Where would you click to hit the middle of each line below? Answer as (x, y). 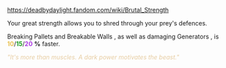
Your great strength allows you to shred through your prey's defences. (107, 23)
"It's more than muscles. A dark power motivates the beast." (93, 57)
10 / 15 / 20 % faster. (34, 44)
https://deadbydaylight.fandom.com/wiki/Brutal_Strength (88, 10)
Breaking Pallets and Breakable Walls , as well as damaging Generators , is (113, 36)
